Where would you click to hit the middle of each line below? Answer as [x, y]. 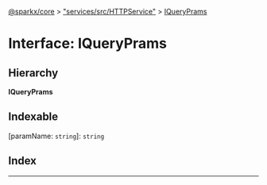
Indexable [33, 117]
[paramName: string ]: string [56, 136]
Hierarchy [33, 73]
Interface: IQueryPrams [88, 44]
